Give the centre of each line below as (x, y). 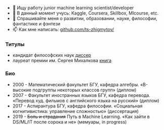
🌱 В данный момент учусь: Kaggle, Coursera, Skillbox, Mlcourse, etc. (86, 13)
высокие (22, 90)
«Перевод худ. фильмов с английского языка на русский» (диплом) (86, 100)
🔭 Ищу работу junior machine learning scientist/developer (73, 8)
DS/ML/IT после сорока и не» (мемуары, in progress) (70, 122)
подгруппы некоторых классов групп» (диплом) (85, 90)
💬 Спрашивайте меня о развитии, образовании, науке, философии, (85, 18)
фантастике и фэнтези (36, 24)
